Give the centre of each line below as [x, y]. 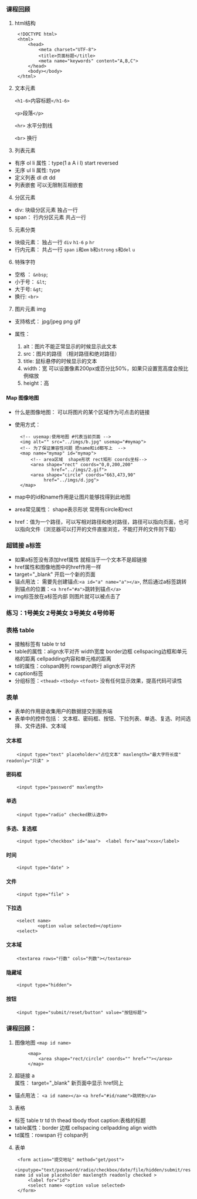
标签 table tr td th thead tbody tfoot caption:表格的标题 [80, 1120]
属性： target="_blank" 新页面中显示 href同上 [69, 1083]
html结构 [25, 23]
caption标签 [29, 673]
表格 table [20, 630]
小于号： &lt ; [30, 282]
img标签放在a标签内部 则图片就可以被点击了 [67, 596]
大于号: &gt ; [28, 289]
